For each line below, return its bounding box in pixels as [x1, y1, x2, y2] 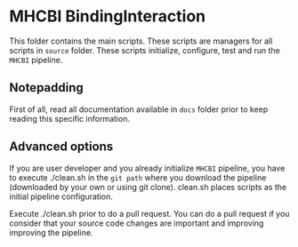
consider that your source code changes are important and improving [9, 218, 264, 228]
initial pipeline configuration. [9, 191, 113, 202]
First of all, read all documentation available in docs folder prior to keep [9, 104, 269, 115]
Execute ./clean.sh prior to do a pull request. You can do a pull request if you [9, 208, 290, 219]
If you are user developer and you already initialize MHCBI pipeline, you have [9, 163, 286, 173]
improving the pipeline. [9, 227, 93, 237]
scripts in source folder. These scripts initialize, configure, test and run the [9, 44, 280, 55]
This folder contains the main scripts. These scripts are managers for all [9, 36, 273, 46]
